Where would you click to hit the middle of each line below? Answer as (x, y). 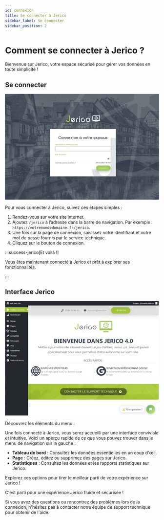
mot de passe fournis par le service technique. (59, 238)
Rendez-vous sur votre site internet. (48, 217)
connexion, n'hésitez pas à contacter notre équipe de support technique (78, 507)
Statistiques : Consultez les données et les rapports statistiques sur (81, 463)
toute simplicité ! (22, 69)
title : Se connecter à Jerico (36, 15)
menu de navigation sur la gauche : (40, 443)
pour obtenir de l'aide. (27, 512)
